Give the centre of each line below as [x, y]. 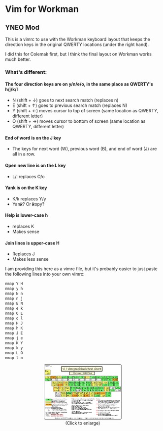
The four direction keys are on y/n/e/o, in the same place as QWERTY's [79, 84]
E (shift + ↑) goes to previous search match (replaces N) [70, 105]
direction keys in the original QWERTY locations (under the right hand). [77, 45]
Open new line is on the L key [35, 165]
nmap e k [14, 309]
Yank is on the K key [26, 188]
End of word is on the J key [33, 138]
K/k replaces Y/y [29, 198]
